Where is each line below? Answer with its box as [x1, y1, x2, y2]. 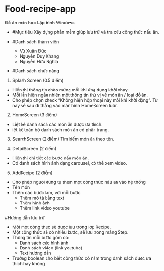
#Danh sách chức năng [12, 68, 60, 74]
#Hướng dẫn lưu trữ [5, 214, 45, 221]
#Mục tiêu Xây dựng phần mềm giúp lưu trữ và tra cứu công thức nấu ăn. [12, 29, 159, 35]
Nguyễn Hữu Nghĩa [19, 58, 58, 64]
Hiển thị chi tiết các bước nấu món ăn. [12, 155, 89, 161]
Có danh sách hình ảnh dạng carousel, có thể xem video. [12, 160, 127, 166]
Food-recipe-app [5, 3, 76, 15]
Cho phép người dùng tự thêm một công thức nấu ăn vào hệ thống [12, 179, 146, 185]
